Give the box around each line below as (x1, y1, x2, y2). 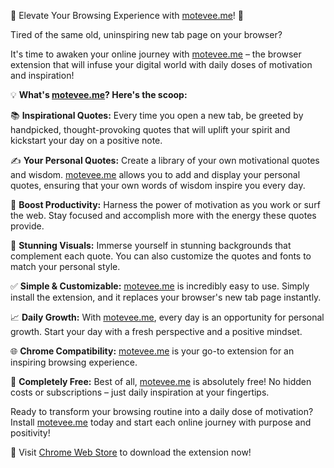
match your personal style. (10, 261, 121, 272)
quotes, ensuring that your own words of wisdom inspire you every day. (10, 180, 306, 191)
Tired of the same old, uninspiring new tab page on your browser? (10, 29, 283, 40)
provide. (10, 220, 45, 232)
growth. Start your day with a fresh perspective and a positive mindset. (10, 326, 303, 337)
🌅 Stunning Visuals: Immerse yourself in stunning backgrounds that (10, 240, 292, 251)
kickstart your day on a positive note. (10, 135, 163, 146)
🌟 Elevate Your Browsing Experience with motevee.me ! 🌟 (10, 10, 245, 21)
